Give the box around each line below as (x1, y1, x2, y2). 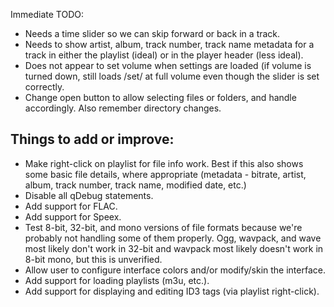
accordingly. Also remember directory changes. (24, 102, 222, 114)
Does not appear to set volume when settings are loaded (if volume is (24, 60, 312, 71)
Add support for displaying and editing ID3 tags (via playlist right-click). (24, 285, 320, 297)
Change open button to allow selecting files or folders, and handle (24, 92, 297, 103)
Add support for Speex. (24, 210, 122, 223)
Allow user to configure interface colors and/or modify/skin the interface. (24, 264, 326, 276)
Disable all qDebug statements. (24, 189, 154, 201)
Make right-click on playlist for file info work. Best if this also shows (24, 157, 304, 169)
